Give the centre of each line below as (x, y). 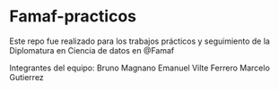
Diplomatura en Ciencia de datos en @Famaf (92, 50)
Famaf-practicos (73, 16)
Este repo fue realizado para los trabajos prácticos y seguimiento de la (140, 41)
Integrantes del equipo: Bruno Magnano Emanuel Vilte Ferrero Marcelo (140, 68)
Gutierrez (27, 77)
